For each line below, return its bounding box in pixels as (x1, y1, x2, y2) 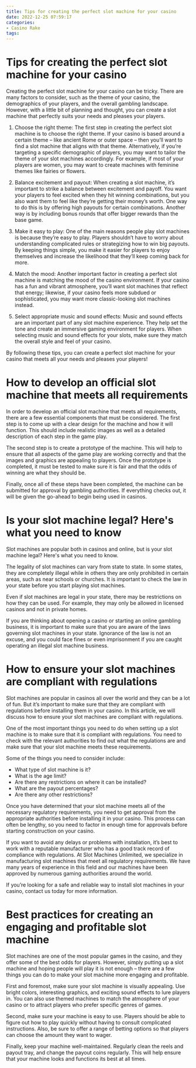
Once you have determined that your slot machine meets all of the (6, 802, 166, 809)
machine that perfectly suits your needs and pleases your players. (6, 113, 166, 120)
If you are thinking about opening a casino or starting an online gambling (6, 617, 181, 624)
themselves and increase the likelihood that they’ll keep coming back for (14, 253, 189, 260)
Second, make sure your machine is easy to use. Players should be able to (6, 1012, 185, 1019)
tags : (6, 31, 19, 36)
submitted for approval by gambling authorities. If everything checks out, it (6, 487, 186, 494)
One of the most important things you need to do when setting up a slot (6, 725, 178, 732)
